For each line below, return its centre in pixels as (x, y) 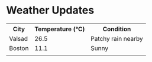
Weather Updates (50, 10)
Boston (19, 48)
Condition (117, 29)
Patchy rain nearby (117, 38)
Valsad (19, 38)
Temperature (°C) (60, 29)
